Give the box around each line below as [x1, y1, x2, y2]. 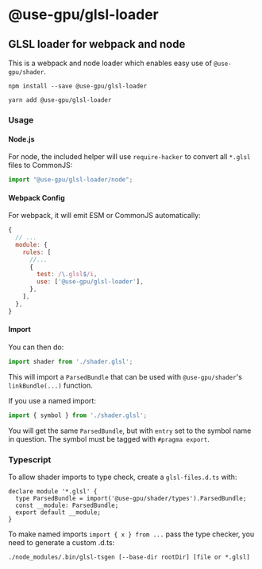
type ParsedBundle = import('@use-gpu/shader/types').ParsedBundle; [15, 494, 247, 502]
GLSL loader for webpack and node [8, 37, 186, 51]
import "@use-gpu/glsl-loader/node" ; [8, 176, 133, 184]
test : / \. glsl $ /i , [37, 271, 98, 279]
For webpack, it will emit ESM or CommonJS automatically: [8, 211, 201, 220]
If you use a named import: [8, 396, 97, 405]
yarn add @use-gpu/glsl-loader [8, 96, 112, 104]
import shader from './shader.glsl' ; [8, 357, 133, 365]
